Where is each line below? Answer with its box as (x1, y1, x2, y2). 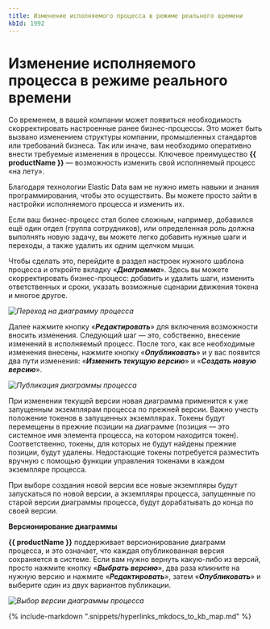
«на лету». (8, 166, 45, 176)
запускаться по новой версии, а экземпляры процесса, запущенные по (8, 489, 256, 499)
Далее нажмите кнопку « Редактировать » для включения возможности (8, 322, 258, 332)
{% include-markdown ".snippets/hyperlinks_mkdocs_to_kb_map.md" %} (8, 611, 252, 622)
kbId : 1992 (8, 19, 45, 27)
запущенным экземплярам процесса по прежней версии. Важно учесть (8, 405, 259, 414)
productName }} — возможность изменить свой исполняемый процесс (8, 158, 256, 168)
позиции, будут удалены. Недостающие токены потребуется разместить (8, 447, 260, 457)
